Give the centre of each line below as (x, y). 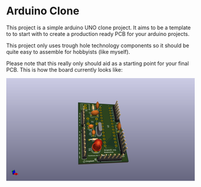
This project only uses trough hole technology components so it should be (98, 45)
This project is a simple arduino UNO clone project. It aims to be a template (99, 27)
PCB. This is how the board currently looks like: (64, 69)
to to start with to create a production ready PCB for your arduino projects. (98, 33)
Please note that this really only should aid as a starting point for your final (98, 63)
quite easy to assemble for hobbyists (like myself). (68, 51)
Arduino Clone (43, 11)
